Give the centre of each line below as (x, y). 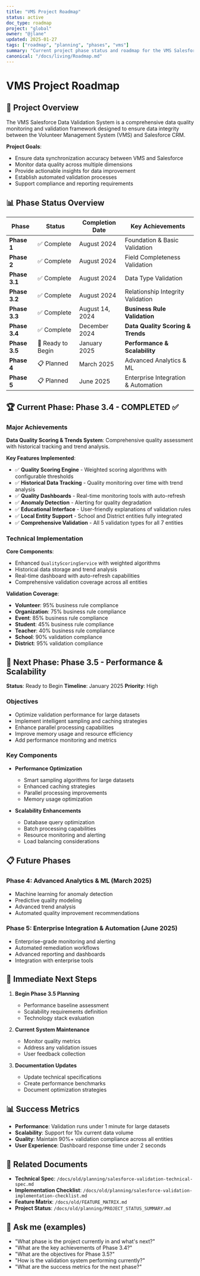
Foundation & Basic (152, 240)
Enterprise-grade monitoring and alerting (65, 941)
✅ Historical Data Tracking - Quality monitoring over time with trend (99, 483)
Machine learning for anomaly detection (64, 893)
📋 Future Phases (38, 861)
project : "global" (29, 28)
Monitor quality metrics (52, 1041)
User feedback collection (54, 1054)
